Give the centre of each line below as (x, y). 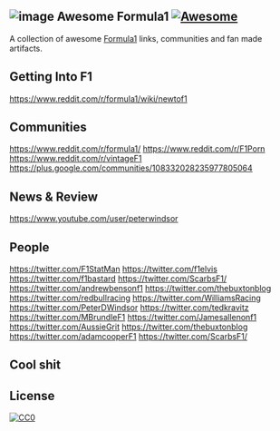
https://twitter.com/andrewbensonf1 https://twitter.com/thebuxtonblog (140, 289)
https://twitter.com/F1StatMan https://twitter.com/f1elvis (113, 269)
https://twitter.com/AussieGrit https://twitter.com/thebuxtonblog (129, 327)
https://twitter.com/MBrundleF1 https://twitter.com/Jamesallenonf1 (133, 318)
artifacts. (26, 48)
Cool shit (35, 365)
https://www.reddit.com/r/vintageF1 (76, 159)
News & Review (53, 196)
